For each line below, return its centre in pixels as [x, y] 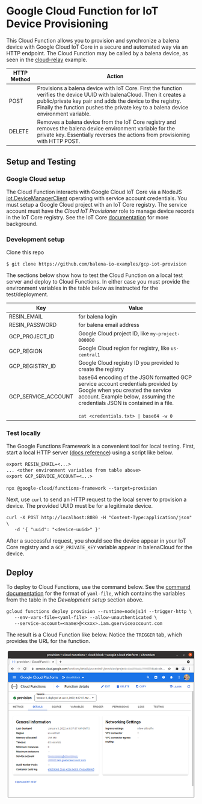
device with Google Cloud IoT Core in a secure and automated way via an [97, 47]
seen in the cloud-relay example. [47, 59]
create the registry [101, 369]
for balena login [97, 317]
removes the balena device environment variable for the [106, 128]
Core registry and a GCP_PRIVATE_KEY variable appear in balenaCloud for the [99, 547]
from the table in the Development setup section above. [75, 600]
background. [22, 224]
